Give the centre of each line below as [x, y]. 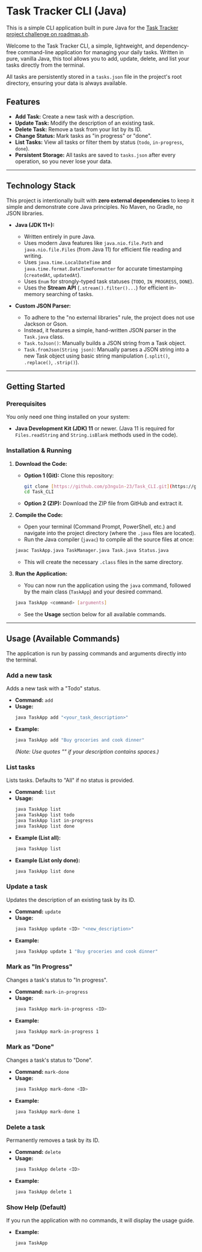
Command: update [38, 911]
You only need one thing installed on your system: [68, 417]
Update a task [27, 887]
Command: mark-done [42, 1071]
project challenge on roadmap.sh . [48, 34]
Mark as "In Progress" [39, 967]
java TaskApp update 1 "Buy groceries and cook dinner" [86, 951]
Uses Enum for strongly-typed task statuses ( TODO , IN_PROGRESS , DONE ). [109, 281]
